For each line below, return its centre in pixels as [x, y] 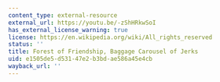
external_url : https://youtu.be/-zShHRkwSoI [82, 23]
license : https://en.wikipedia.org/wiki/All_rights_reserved [110, 37]
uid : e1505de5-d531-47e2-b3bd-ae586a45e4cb [81, 59]
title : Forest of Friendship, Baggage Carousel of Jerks [103, 52]
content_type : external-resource [63, 15]
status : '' [26, 45]
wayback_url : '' [35, 66]
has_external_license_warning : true [68, 30]
